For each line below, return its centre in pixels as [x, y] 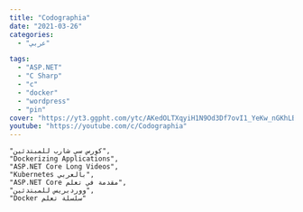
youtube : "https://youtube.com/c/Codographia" [98, 126]
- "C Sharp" [40, 76]
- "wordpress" [44, 101]
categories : [32, 34]
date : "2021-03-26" [46, 26]
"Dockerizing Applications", [64, 159]
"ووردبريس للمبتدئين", [52, 190]
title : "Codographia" [50, 18]
